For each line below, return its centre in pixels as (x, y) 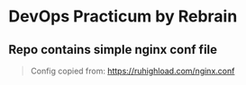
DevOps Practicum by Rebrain (123, 17)
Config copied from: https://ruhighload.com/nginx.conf (132, 71)
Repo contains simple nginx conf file (113, 50)
